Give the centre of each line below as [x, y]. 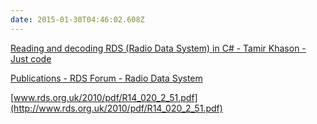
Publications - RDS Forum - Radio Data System [106, 78]
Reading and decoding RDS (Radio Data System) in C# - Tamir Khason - [158, 48]
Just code [31, 58]
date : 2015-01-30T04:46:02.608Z [77, 19]
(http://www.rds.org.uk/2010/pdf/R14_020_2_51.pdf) [116, 108]
